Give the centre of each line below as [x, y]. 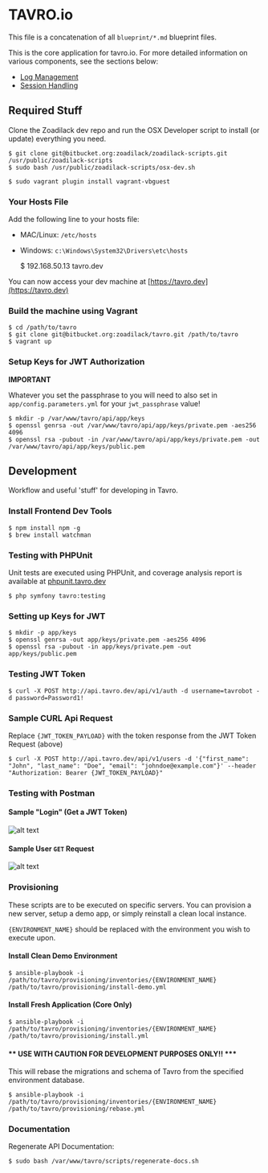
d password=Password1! [46, 698]
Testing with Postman [52, 792]
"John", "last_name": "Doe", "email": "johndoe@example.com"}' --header [132, 766]
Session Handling [49, 85]
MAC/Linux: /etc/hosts [58, 235]
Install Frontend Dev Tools [60, 511]
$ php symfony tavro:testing [57, 596]
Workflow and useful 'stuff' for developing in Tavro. [93, 490]
